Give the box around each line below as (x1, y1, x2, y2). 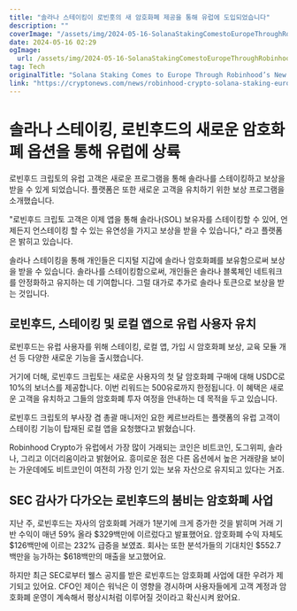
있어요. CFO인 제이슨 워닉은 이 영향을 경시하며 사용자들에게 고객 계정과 (32, 581, 278, 592)
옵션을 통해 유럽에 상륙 (27, 142, 181, 162)
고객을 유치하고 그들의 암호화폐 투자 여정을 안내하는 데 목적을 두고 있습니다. (18, 393, 278, 404)
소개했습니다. (9, 195, 55, 205)
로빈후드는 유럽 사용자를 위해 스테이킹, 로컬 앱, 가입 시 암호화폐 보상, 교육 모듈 (9, 342, 278, 352)
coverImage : (9, 29, 53, 38)
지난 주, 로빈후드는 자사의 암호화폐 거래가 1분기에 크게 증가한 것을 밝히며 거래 (9, 518, 274, 529)
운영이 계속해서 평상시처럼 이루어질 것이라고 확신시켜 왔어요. (32, 592, 240, 603)
